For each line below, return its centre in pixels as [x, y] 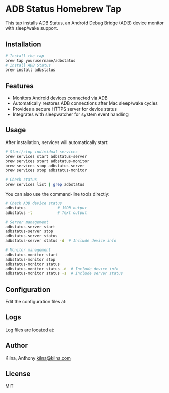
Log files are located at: [30, 330]
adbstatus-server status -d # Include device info [61, 241]
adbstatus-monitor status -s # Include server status [64, 274]
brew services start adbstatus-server [46, 156]
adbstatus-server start [30, 227]
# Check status [21, 180]
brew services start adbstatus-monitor [47, 161]
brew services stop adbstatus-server [45, 166]
